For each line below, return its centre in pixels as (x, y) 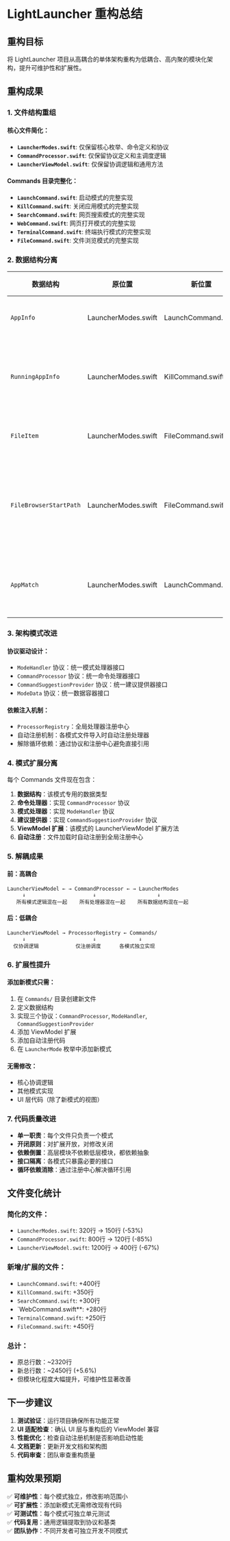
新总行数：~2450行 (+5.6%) (57, 1370)
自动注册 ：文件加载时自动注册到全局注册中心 (80, 837)
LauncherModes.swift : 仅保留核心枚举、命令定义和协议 (93, 147)
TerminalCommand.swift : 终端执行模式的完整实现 (84, 232)
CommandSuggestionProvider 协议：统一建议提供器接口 (92, 685)
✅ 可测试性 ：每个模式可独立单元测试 (59, 1513)
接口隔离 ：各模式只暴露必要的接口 (65, 1161)
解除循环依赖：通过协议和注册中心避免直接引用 (83, 743)
